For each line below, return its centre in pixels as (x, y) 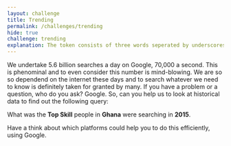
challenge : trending (37, 39)
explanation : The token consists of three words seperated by (98, 45)
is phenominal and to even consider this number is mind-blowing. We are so (114, 72)
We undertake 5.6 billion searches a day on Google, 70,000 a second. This (112, 65)
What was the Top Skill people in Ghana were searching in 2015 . (99, 114)
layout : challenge (33, 13)
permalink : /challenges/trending (55, 26)
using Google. (27, 135)
